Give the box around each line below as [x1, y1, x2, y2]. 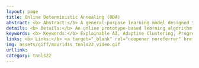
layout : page [6, 8, 38, 15]
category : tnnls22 [6, 53, 52, 59]
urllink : [6, 47, 28, 53]
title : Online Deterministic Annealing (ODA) [6, 14, 120, 20]
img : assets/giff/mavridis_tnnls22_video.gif [6, 42, 120, 48]
